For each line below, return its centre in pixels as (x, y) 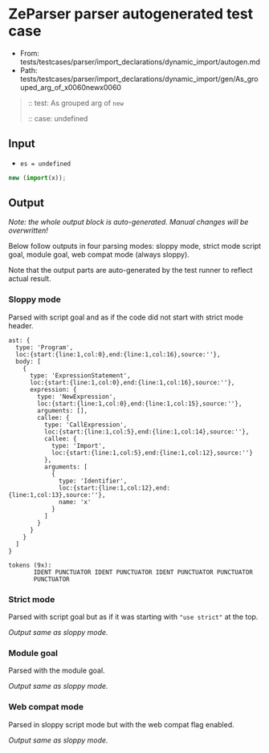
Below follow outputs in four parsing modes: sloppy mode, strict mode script (135, 246)
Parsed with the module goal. (57, 670)
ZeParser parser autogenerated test (131, 14)
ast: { (19, 340)
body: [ (29, 361)
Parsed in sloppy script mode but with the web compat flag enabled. (121, 724)
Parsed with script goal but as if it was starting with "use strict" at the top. (133, 617)
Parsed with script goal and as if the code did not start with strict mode (126, 317)
